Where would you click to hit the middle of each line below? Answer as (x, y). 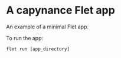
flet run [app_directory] (38, 49)
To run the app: (25, 38)
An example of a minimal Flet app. (48, 27)
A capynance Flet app (60, 10)
